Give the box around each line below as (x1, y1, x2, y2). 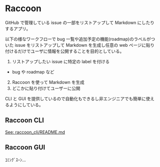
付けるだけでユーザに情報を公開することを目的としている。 (5, 48, 124, 54)
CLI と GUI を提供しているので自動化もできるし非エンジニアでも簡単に (5, 95, 146, 101)
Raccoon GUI (5, 143, 45, 151)
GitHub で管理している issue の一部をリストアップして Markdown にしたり (5, 19, 155, 25)
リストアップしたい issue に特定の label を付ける (12, 58, 110, 64)
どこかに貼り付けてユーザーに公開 (12, 85, 81, 91)
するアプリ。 (5, 25, 31, 32)
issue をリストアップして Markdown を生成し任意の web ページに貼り (14, 42, 155, 48)
